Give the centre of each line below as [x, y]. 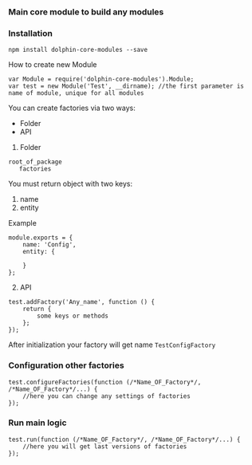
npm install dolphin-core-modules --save [78, 50]
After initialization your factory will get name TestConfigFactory [112, 345]
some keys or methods [73, 316]
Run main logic [37, 423]
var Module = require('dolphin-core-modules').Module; [101, 79]
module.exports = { [41, 238]
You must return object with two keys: [71, 184]
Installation [31, 33]
